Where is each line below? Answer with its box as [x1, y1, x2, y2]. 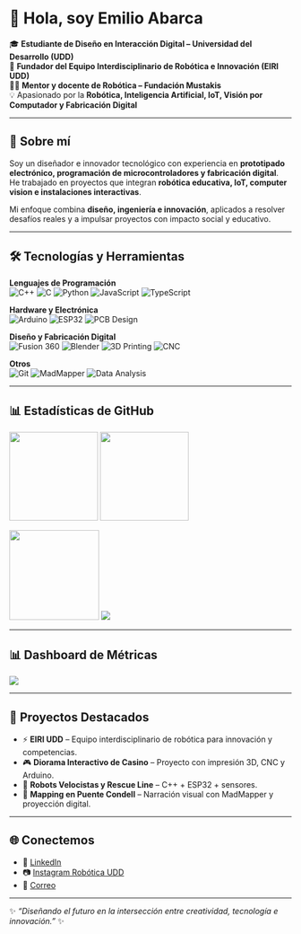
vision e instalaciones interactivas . [9, 186, 142, 197]
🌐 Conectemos [9, 833, 95, 848]
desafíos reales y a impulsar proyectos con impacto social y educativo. [9, 213, 271, 224]
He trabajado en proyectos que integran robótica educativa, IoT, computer [9, 177, 288, 188]
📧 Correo [21, 879, 56, 890]
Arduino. [21, 770, 55, 780]
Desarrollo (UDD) [9, 51, 74, 62]
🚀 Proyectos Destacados [9, 709, 150, 725]
